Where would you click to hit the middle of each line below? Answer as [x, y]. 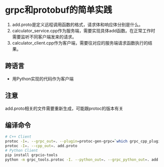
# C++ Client [18, 137]
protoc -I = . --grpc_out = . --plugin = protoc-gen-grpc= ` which [66, 142]
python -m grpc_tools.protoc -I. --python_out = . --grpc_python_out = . [77, 160]
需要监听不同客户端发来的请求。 [44, 37]
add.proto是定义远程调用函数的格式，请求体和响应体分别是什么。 [77, 24]
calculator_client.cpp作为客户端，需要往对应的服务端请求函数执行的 [80, 43]
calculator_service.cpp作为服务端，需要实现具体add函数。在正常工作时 [83, 30]
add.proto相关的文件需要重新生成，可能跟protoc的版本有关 [64, 108]
